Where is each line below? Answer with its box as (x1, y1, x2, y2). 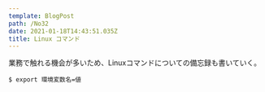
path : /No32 (8, 20, 49, 28)
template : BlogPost (8, 11, 75, 20)
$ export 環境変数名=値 (8, 76, 81, 84)
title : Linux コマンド (8, 34, 80, 43)
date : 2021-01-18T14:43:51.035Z (8, 27, 118, 35)
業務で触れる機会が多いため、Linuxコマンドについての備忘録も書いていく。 (8, 58, 262, 68)
